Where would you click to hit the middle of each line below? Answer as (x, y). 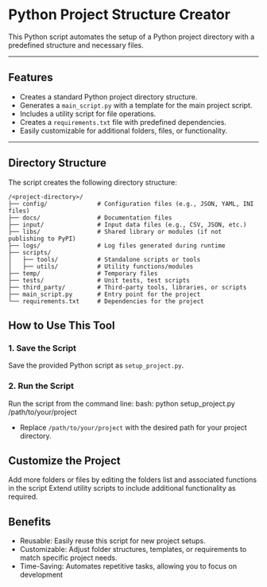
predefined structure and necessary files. (76, 45)
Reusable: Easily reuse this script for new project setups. (112, 541)
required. (23, 497)
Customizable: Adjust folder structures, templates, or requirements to (133, 550)
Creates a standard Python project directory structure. (108, 96)
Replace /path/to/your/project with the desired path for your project (133, 427)
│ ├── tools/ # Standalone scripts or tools (104, 259)
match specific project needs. (68, 558)
